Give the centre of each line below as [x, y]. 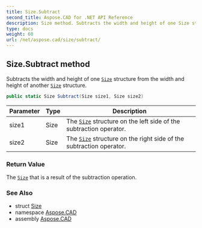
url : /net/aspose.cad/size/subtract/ [54, 40]
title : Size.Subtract [33, 12]
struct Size [28, 206]
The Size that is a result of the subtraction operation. [72, 177]
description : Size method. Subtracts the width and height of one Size [98, 23]
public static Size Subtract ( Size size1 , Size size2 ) [75, 96]
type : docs [20, 29]
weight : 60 [20, 34]
